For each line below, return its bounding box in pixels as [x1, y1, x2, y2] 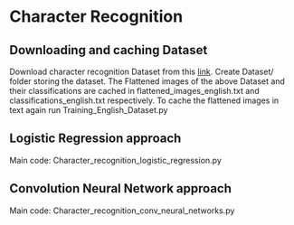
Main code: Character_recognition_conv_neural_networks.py [9, 205, 235, 216]
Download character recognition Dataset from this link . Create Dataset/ [9, 66, 274, 77]
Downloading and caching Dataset [9, 42, 208, 58]
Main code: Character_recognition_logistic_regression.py [9, 155, 222, 165]
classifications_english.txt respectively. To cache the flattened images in [9, 95, 280, 106]
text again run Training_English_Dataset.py [9, 105, 168, 115]
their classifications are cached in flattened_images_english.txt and [9, 86, 260, 96]
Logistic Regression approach [9, 131, 182, 146]
